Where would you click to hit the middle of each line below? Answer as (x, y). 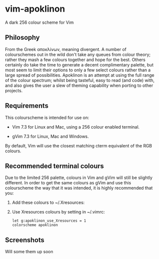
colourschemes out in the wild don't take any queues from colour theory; (78, 54)
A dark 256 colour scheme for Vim (40, 22)
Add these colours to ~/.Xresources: (48, 203)
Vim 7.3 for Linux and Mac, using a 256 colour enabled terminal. (76, 127)
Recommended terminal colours (55, 166)
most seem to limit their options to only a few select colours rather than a (78, 70)
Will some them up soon (29, 252)
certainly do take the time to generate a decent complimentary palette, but (79, 65)
